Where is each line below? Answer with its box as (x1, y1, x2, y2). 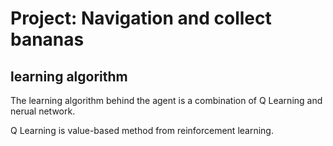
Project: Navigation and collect (10, 7, 272, 30)
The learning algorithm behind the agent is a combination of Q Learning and (10, 95, 323, 106)
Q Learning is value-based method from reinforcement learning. (10, 125, 274, 136)
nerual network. (10, 105, 76, 117)
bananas (10, 28, 85, 51)
